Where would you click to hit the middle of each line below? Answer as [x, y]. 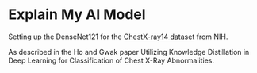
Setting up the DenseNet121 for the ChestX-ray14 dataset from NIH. [118, 36]
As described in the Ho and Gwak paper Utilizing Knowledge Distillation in [129, 52]
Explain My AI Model [77, 15]
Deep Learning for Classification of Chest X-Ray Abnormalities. [111, 60]
